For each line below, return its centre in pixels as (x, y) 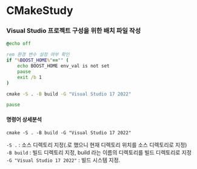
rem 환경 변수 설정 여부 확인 (38, 55)
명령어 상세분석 (24, 119)
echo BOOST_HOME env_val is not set (64, 66)
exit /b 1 (30, 77)
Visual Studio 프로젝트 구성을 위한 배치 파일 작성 (74, 31)
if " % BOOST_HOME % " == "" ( (38, 60)
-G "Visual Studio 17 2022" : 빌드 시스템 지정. (63, 160)
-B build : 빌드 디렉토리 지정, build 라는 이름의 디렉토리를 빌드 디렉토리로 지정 (99, 152)
